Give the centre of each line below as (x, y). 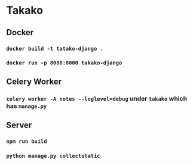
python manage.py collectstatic (53, 156)
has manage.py (27, 106)
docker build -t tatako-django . (55, 49)
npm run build (27, 141)
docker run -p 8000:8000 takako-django (64, 63)
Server (19, 125)
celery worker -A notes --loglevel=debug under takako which (96, 98)
